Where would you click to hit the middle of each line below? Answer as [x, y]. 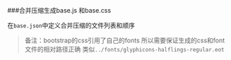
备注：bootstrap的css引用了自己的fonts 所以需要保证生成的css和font [125, 40]
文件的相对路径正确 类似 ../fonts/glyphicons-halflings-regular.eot [124, 49]
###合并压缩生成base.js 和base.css [59, 10]
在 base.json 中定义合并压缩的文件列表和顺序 [71, 25]
